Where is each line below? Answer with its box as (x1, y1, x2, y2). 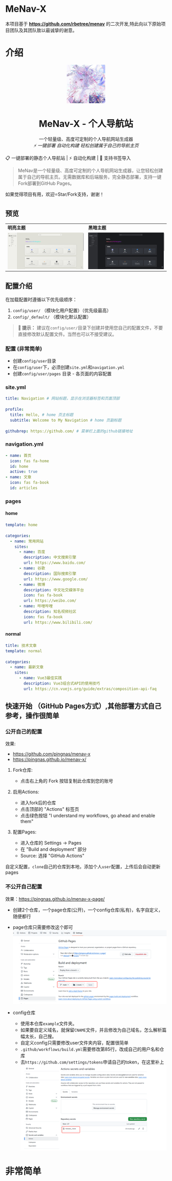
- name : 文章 (5, 474, 32, 480)
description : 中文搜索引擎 (24, 555, 77, 560)
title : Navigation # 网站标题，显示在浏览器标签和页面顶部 (5, 396, 120, 401)
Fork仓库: (12, 767, 33, 773)
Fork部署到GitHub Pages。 (17, 180, 75, 186)
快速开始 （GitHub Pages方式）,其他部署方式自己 (5, 702, 162, 711)
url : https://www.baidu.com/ (24, 560, 86, 565)
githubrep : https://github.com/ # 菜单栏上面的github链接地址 (5, 428, 133, 434)
